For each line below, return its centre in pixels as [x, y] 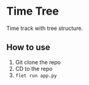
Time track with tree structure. [45, 28]
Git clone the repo [38, 62]
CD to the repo [34, 68]
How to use [28, 47]
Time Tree [33, 11]
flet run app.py [36, 76]
